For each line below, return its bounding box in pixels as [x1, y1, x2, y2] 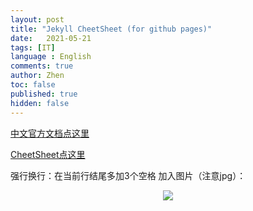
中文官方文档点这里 [10, 127, 90, 139]
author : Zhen [10, 71, 65, 81]
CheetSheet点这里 [10, 148, 86, 160]
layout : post [10, 14, 65, 25]
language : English [10, 52, 92, 62]
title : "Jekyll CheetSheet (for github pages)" [10, 24, 213, 34]
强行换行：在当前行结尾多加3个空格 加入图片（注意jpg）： [10, 169, 247, 181]
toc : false [10, 80, 56, 90]
